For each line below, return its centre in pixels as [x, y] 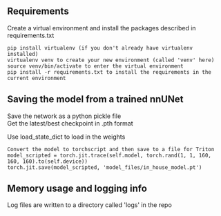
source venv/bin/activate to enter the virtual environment [96, 66]
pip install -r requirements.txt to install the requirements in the [109, 72]
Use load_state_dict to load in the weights [66, 137]
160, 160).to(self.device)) [48, 161]
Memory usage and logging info [77, 189]
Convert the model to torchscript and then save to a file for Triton [111, 149]
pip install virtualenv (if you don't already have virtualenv [100, 48]
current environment [37, 78]
